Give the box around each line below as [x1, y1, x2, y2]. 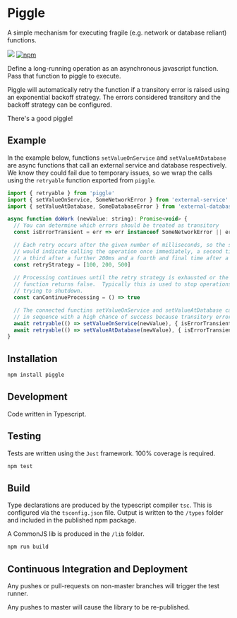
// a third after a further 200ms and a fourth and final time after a [13, 255, 229, 262]
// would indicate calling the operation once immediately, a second [13, 247, 222, 255]
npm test [7, 462, 33, 470]
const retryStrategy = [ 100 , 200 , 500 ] [13, 261, 131, 268]
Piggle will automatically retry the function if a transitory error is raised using [7, 85, 230, 93]
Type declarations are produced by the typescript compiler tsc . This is [7, 501, 212, 510]
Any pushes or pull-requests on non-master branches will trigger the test [7, 581, 220, 590]
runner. [7, 589, 28, 597]
